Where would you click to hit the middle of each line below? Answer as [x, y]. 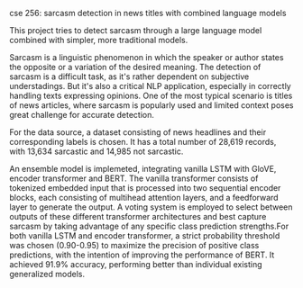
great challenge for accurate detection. [82, 115]
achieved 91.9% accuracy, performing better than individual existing [136, 264]
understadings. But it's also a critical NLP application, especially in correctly [150, 86]
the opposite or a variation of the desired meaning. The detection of [135, 67]
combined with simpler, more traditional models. [99, 40]
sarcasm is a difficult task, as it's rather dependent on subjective [129, 76]
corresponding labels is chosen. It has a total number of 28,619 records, [143, 142]
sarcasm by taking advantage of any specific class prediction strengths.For [149, 226]
